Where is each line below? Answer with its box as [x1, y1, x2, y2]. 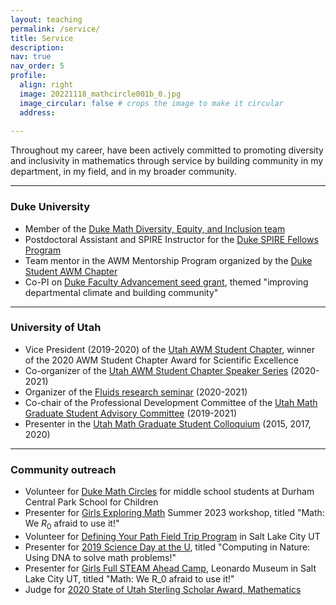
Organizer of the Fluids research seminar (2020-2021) [24, 386, 248, 398]
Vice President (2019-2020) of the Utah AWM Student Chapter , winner [24, 343, 315, 355]
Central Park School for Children [24, 496, 159, 508]
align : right [19, 80, 74, 90]
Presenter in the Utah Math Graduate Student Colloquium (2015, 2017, [24, 417, 312, 430]
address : [19, 107, 56, 118]
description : [10, 42, 65, 53]
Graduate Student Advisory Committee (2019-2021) [24, 407, 237, 419]
